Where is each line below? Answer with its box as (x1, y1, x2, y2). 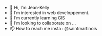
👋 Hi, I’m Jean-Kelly (9, 5, 50, 10)
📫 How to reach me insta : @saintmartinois (9, 26, 97, 31)
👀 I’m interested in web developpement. (9, 10, 90, 16)
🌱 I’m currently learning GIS (9, 15, 65, 20)
